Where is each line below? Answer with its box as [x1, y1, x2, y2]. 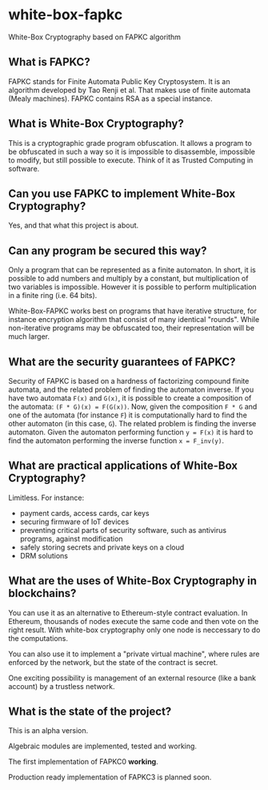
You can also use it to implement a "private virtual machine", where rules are [8, 649, 260, 659]
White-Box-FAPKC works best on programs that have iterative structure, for [8, 306, 258, 316]
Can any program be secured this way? [8, 244, 207, 257]
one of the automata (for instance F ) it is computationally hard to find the [8, 410, 248, 420]
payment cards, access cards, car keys [19, 508, 150, 518]
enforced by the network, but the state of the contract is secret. [8, 657, 218, 667]
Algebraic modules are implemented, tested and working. [8, 741, 198, 751]
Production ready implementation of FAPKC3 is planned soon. [8, 772, 212, 782]
